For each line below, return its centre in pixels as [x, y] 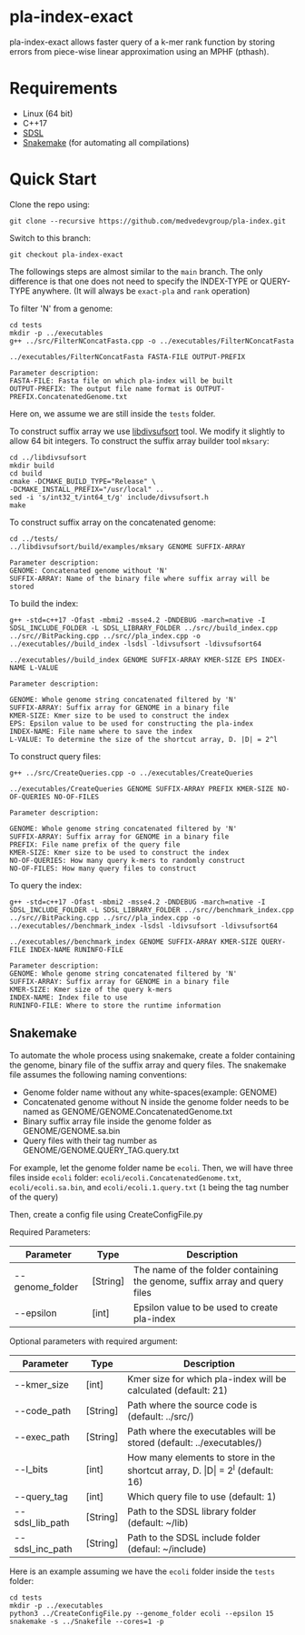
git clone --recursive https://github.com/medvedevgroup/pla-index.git [148, 221]
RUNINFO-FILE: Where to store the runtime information [115, 1005]
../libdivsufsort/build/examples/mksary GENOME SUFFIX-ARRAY [128, 547]
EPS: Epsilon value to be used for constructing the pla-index [132, 723]
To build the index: [44, 603]
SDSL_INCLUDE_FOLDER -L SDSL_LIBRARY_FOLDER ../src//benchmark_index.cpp [152, 910]
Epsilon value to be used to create [206, 1307]
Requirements [64, 89]
